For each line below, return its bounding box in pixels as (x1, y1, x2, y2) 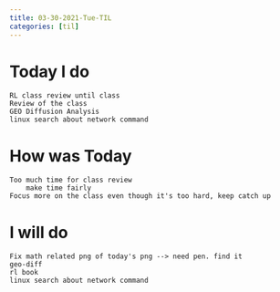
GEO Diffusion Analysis (9, 107, 100, 117)
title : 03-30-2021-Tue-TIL (9, 13, 112, 23)
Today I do (9, 61, 89, 82)
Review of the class (9, 99, 88, 109)
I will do (9, 222, 68, 243)
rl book (9, 268, 39, 277)
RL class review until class (9, 91, 120, 100)
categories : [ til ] (9, 22, 79, 31)
